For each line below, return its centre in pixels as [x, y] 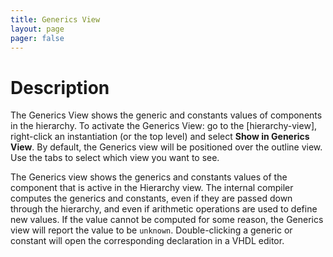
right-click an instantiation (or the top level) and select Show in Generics [160, 137]
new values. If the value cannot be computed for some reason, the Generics [167, 220]
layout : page [37, 29]
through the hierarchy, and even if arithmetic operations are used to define [164, 209]
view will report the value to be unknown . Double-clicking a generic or [151, 230]
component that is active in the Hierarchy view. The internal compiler [152, 188]
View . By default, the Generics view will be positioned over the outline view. [166, 147]
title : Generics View [55, 19]
